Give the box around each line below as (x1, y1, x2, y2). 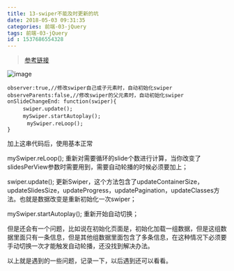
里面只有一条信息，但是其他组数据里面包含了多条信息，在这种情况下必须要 (13, 233, 227, 242)
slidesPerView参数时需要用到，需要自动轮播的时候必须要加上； (7, 163, 189, 171)
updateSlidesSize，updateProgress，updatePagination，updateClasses (7, 186, 214, 195)
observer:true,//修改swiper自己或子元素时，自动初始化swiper (7, 85, 173, 92)
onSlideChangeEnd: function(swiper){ (7, 98, 117, 105)
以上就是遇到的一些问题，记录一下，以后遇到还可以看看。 (7, 256, 172, 265)
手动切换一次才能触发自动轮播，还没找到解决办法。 (7, 242, 154, 250)
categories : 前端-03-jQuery (7, 23, 87, 30)
